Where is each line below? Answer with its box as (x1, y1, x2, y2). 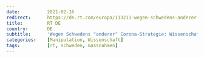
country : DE (6, 25, 53, 32)
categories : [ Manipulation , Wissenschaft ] (6, 37, 123, 43)
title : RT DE (6, 20, 61, 26)
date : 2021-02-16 (6, 8, 75, 15)
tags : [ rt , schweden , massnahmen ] (6, 43, 118, 49)
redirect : (6, 14, 32, 21)
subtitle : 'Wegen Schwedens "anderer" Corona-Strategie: (6, 31, 167, 37)
